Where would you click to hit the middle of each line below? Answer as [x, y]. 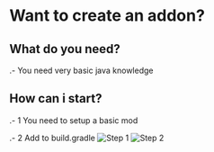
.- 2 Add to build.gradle [53, 138]
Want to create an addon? [107, 16]
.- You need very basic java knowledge [81, 70]
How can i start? [56, 98]
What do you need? [65, 49]
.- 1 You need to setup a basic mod [74, 120]
